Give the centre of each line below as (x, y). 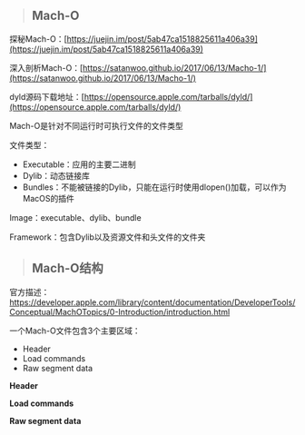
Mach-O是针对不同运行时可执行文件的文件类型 (96, 125)
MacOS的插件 (48, 198)
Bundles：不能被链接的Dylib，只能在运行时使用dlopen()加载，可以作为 (154, 187)
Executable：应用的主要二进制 (79, 164)
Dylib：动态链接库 (56, 175)
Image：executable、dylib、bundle (76, 217)
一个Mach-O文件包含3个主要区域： (75, 331)
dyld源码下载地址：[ (47, 96)
